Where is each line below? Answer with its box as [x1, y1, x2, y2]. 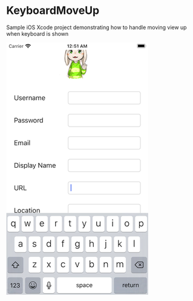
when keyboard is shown [6, 30, 69, 37]
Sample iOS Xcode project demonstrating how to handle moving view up [6, 24, 187, 31]
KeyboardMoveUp [6, 4, 100, 18]
